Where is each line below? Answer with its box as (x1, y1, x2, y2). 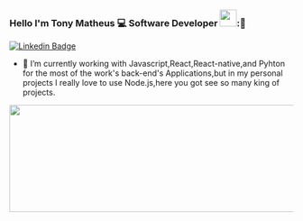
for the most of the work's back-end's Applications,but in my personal (22, 68, 283, 78)
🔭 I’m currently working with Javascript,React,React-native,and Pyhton (22, 59, 286, 69)
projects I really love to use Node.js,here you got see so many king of (22, 78, 280, 88)
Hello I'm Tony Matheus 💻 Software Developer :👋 (9, 16, 246, 29)
